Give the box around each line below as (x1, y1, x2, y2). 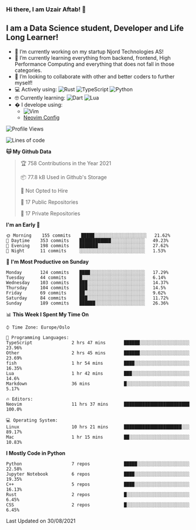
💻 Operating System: (6, 417, 59, 423)
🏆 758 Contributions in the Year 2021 (20, 159, 111, 166)
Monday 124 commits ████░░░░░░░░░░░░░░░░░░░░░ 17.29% (6, 269, 169, 275)
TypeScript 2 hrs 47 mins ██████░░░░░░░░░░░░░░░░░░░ (6, 340, 190, 346)
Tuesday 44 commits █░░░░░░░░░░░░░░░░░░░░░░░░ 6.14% (6, 275, 166, 281)
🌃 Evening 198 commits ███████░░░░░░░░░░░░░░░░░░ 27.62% (6, 242, 169, 248)
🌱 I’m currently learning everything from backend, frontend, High (14, 54, 171, 61)
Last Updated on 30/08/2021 (6, 517, 76, 524)
